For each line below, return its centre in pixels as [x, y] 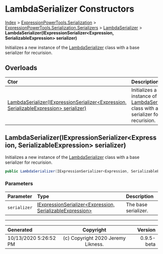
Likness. [94, 244]
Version [146, 230]
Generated [20, 230]
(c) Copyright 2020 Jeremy [94, 238]
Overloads [21, 68]
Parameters [19, 184]
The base [137, 204]
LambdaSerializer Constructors [70, 9]
